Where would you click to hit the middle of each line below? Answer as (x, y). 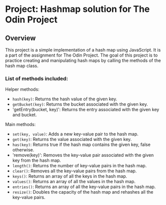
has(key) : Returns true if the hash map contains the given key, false (81, 144)
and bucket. (25, 115)
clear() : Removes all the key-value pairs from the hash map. (75, 171)
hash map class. (22, 66)
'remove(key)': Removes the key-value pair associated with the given (83, 155)
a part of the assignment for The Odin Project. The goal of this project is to (82, 55)
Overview (21, 38)
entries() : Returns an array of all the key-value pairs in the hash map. (84, 187)
